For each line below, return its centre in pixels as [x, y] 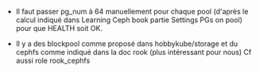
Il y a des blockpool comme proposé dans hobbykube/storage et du [127, 44]
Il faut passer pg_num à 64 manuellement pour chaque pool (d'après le [132, 12]
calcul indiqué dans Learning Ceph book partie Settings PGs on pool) [129, 20]
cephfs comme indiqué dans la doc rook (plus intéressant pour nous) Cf [134, 52]
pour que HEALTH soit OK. [59, 28]
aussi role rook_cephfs [53, 60]
